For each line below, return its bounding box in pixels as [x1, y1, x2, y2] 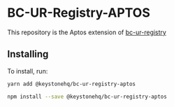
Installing [7, 48, 49, 60]
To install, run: [7, 66, 48, 75]
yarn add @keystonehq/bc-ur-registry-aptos [7, 80, 136, 87]
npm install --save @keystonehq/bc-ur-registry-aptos [7, 93, 168, 100]
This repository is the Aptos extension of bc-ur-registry [7, 28, 166, 36]
